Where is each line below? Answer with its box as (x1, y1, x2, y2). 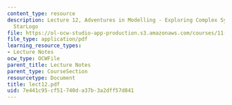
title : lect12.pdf (7, 81, 60, 88)
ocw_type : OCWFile (7, 55, 60, 62)
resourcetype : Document (7, 74, 76, 82)
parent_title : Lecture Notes (7, 61, 91, 68)
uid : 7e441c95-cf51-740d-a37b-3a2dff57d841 (7, 87, 135, 94)
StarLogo (13, 23, 39, 30)
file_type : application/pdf (7, 36, 88, 43)
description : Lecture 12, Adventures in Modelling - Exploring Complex (7, 17, 217, 23)
